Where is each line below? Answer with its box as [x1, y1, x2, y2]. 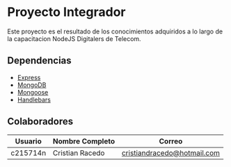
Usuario [15, 136, 42, 146]
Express [17, 73, 41, 81]
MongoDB [17, 81, 47, 89]
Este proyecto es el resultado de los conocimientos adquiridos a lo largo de [7, 27, 223, 35]
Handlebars [17, 95, 51, 104]
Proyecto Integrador [7, 4, 126, 20]
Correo [159, 136, 183, 146]
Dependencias [7, 55, 72, 67]
